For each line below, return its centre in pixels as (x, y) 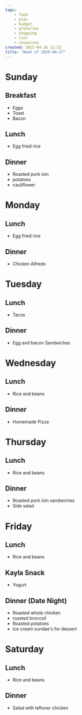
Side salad (23, 506)
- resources (26, 43)
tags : (11, 10)
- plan (21, 19)
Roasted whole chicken (36, 613)
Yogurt (19, 585)
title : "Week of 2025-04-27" (35, 52)
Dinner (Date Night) (36, 600)
